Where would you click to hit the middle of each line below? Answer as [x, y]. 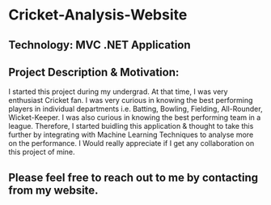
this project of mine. [42, 152]
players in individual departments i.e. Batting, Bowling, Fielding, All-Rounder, [135, 109]
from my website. [53, 190]
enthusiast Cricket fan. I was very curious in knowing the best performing [131, 100]
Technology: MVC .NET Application [100, 45]
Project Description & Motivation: [94, 72]
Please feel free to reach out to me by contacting [133, 177]
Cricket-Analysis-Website [98, 15]
